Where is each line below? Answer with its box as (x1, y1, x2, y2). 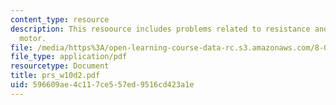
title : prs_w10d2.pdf (10, 71, 101, 81)
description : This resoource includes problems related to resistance (10, 24, 311, 34)
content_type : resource (10, 14, 110, 25)
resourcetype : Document (10, 61, 110, 71)
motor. (19, 33, 47, 43)
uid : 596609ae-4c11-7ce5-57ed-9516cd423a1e (10, 80, 195, 90)
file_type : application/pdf (10, 52, 128, 62)
